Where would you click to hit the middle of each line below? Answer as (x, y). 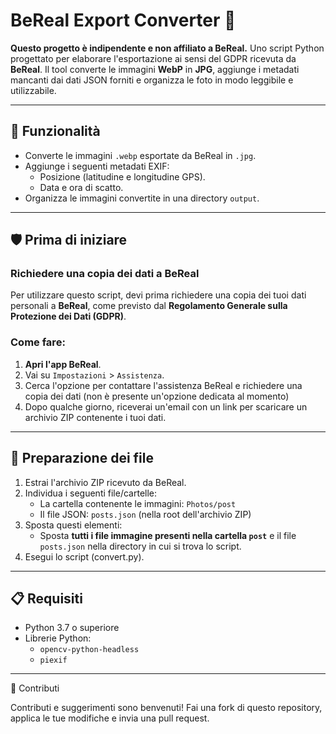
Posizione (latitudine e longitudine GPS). (122, 176)
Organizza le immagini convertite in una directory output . (142, 198)
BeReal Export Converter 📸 (123, 20)
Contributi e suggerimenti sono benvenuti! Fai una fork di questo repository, (166, 708)
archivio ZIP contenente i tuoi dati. (95, 417)
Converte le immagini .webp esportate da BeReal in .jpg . (140, 155)
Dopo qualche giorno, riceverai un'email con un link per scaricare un (166, 406)
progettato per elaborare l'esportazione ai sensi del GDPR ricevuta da (153, 58)
